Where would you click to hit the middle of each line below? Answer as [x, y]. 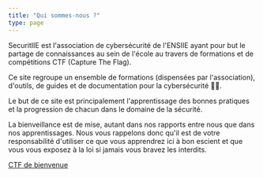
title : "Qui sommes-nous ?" [54, 15]
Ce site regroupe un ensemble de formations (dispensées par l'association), [131, 77]
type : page [26, 23]
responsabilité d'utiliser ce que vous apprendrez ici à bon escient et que [126, 141]
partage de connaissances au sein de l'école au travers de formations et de [131, 53]
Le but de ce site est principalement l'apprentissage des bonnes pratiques [129, 101]
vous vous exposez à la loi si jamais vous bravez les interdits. [107, 149]
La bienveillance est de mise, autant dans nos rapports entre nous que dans [131, 124]
